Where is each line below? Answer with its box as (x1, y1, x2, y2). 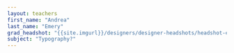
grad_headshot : (7, 29, 52, 36)
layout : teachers (7, 10, 58, 17)
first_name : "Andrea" (7, 17, 70, 23)
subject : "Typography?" (7, 36, 77, 43)
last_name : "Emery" (7, 23, 64, 30)
